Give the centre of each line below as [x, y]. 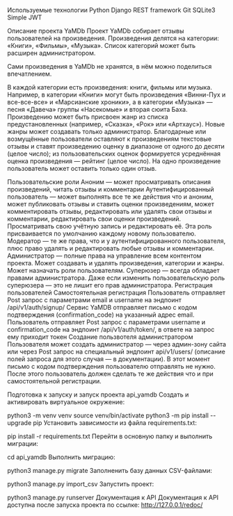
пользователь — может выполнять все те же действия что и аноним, [110, 197]
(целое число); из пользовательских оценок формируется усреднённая [114, 153]
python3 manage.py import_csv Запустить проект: [81, 484]
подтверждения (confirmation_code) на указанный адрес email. [101, 315]
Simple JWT [25, 17]
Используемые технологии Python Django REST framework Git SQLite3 [111, 10]
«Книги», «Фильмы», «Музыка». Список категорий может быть [102, 45]
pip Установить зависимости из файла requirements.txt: [115, 423]
